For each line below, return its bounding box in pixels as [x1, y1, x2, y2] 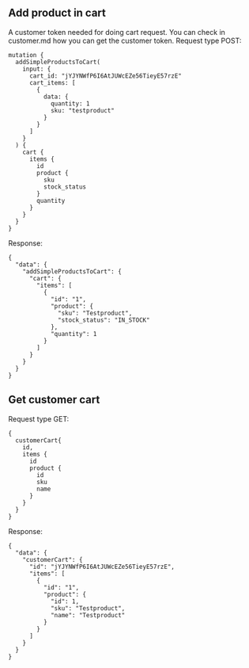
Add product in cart [8, 6, 107, 20]
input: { [22, 65, 51, 73]
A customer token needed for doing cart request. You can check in [8, 27, 225, 36]
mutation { [8, 51, 44, 59]
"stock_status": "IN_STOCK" [58, 316, 150, 324]
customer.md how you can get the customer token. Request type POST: [8, 36, 242, 45]
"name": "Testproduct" [50, 611, 126, 619]
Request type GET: [8, 414, 70, 423]
